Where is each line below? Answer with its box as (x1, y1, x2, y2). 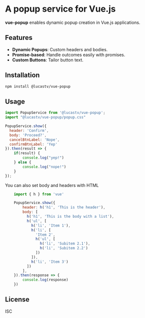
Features (5, 34, 33, 42)
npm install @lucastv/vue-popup (5, 84, 71, 89)
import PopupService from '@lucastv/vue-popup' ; (5, 111, 106, 115)
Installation (5, 71, 40, 79)
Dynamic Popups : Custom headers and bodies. (12, 46, 108, 52)
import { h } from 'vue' (14, 191, 64, 197)
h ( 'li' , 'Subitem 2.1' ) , (39, 241, 91, 246)
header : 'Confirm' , (9, 128, 49, 133)
